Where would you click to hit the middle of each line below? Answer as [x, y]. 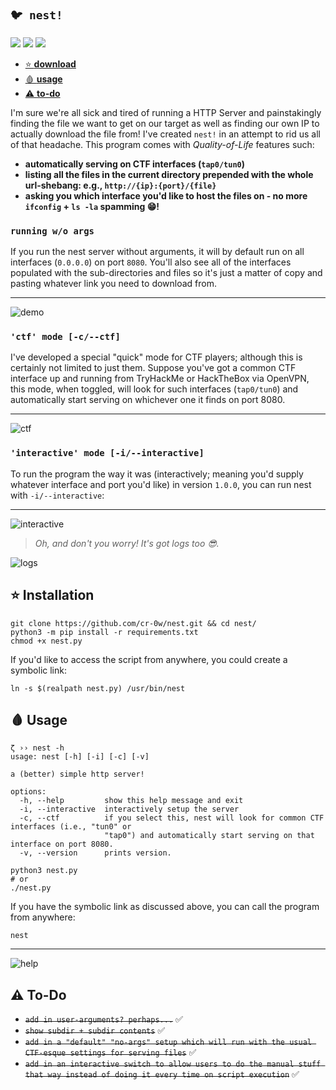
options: [28, 792]
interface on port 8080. [62, 844]
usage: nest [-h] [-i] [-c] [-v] [80, 757]
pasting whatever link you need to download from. [114, 284]
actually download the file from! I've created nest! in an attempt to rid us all [165, 134]
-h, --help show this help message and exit [131, 801]
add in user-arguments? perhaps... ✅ [103, 1019]
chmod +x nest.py [46, 641]
